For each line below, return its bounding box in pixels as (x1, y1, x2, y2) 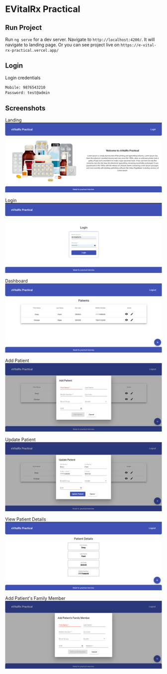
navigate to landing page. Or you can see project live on (5, 42, 120, 48)
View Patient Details (5, 516, 46, 522)
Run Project (5, 23, 42, 32)
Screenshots (5, 104, 46, 112)
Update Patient (5, 437, 36, 443)
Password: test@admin (5, 90, 50, 95)
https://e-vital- (120, 43, 157, 48)
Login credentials (5, 75, 41, 81)
